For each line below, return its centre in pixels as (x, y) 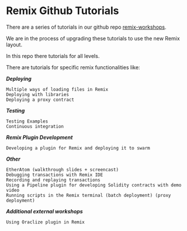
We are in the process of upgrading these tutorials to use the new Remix (93, 38)
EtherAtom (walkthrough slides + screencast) (62, 169)
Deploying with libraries (37, 94)
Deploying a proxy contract (40, 100)
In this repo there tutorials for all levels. (53, 56)
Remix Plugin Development (39, 137)
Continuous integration (35, 126)
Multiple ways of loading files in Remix (57, 89)
